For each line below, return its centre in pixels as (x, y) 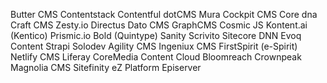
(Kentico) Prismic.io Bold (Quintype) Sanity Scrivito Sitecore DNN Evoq (156, 35)
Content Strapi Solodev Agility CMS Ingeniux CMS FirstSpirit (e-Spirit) (154, 46)
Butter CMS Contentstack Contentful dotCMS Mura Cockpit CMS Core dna (164, 14)
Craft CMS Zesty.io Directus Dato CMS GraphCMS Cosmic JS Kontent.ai (159, 25)
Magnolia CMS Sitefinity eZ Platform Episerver (106, 67)
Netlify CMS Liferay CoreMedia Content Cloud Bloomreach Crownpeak (156, 57)
